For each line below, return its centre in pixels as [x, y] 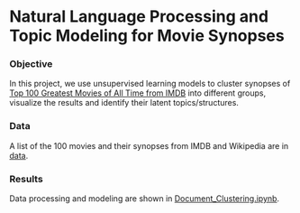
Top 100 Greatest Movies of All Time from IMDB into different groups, [138, 93]
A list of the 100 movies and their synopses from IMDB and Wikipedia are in [149, 145]
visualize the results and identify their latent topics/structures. [124, 103]
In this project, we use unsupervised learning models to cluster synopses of [150, 84]
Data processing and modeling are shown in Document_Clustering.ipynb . [145, 199]
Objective [31, 64]
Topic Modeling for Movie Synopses [147, 36]
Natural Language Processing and [139, 17]
